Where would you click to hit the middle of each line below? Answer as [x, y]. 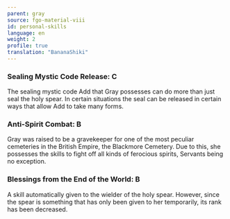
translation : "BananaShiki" [48, 53]
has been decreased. [38, 209]
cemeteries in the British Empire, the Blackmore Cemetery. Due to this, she [114, 147]
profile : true [28, 46]
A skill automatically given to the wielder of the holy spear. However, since [114, 194]
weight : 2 [22, 40]
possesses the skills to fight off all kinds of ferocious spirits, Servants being [115, 154]
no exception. [27, 161]
